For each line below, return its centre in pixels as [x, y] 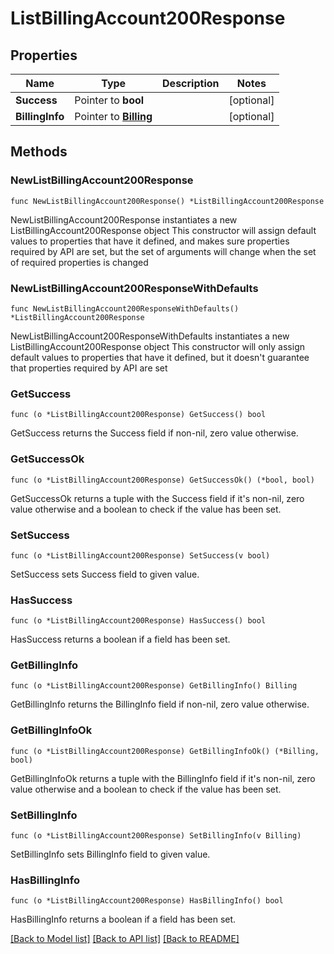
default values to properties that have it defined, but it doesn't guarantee [160, 357]
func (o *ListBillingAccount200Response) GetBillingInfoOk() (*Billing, [165, 751]
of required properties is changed [79, 262]
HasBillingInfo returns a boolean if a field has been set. [123, 919]
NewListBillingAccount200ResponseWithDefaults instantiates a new [150, 336]
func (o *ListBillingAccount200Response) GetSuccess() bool [138, 415]
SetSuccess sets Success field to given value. [105, 574]
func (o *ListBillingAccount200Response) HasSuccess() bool [138, 621]
